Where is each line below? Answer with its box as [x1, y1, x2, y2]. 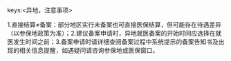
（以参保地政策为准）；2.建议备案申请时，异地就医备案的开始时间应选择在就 [7, 29, 222, 37]
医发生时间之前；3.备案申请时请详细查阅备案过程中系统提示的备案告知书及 [7, 38, 219, 46]
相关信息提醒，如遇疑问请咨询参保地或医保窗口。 [19, 47, 159, 54]
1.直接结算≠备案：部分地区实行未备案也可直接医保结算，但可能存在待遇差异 [7, 21, 221, 29]
